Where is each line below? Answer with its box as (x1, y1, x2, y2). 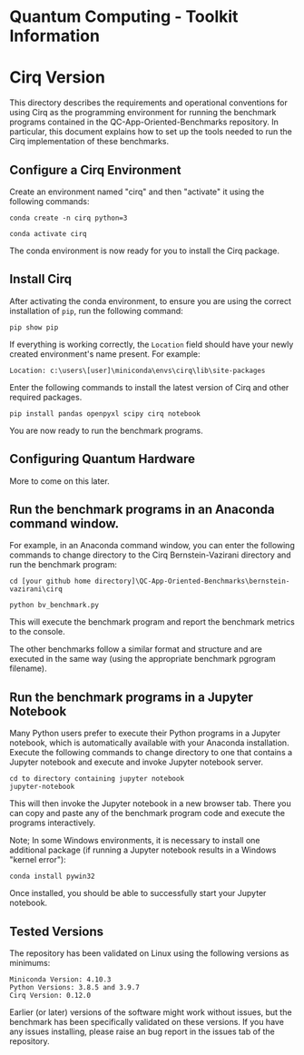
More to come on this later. (9, 475, 111, 487)
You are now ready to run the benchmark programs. (9, 425, 203, 436)
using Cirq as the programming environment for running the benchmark (9, 107, 277, 118)
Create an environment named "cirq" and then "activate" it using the (9, 186, 265, 197)
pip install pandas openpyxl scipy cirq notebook (9, 409, 201, 419)
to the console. (9, 626, 65, 637)
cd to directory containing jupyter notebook (9, 774, 184, 784)
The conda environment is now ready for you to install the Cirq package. (9, 245, 279, 256)
